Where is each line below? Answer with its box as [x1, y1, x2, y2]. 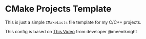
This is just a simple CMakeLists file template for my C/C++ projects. [5, 19, 142, 25]
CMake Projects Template [5, 3, 112, 14]
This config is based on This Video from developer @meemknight [5, 28, 137, 34]
